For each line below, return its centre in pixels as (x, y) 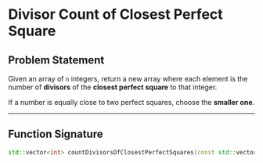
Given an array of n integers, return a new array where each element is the (128, 79)
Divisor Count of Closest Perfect (115, 14)
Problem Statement (56, 60)
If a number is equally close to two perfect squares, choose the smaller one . (131, 102)
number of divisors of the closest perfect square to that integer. (113, 87)
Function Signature (56, 134)
